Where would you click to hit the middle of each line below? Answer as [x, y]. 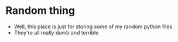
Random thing [40, 11]
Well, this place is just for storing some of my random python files [93, 26]
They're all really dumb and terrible [56, 32]
